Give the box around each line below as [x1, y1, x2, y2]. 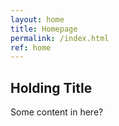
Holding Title [10, 79, 93, 96]
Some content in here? [10, 106, 104, 118]
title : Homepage [10, 24, 78, 34]
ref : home [10, 42, 52, 53]
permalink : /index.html [10, 33, 110, 43]
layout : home [10, 14, 65, 25]
